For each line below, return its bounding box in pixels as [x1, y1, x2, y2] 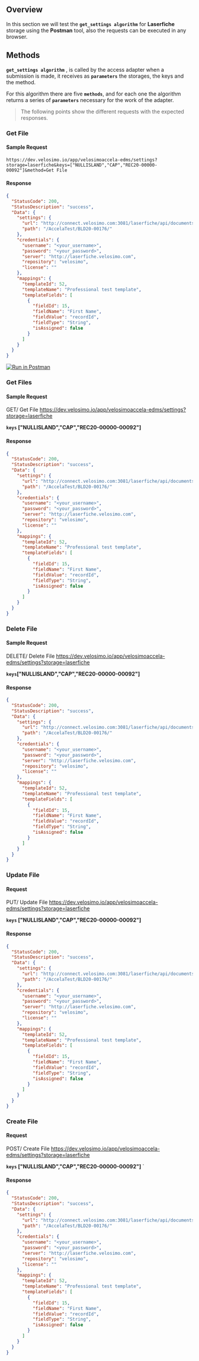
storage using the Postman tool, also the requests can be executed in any [6, 27, 187, 34]
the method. [6, 78, 36, 85]
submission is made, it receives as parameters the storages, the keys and [6, 72, 184, 79]
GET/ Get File [6, 406, 38, 413]
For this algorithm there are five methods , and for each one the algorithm [6, 90, 181, 97]
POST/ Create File [6, 1145, 50, 1152]
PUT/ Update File [6, 898, 48, 906]
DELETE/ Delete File [6, 652, 55, 659]
